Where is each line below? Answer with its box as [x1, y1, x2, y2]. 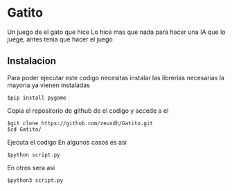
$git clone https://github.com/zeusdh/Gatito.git [7, 120, 154, 127]
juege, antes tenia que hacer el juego [7, 35, 113, 43]
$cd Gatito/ [7, 126, 42, 133]
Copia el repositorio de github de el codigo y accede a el [7, 106, 169, 115]
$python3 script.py [7, 176, 64, 184]
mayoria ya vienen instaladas [7, 81, 90, 89]
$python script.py [7, 151, 60, 158]
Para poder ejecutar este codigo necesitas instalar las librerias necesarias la [7, 73, 225, 82]
